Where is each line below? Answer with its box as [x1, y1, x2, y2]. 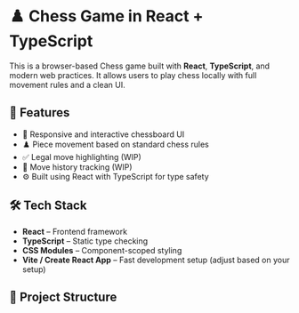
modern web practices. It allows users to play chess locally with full [9, 69, 257, 80]
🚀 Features [9, 105, 70, 120]
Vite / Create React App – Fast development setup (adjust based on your [21, 254, 290, 265]
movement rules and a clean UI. [9, 79, 126, 90]
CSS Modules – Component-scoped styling [21, 245, 182, 255]
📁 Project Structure [9, 289, 117, 304]
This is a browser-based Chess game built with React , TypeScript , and [9, 60, 270, 71]
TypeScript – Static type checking [21, 236, 149, 246]
